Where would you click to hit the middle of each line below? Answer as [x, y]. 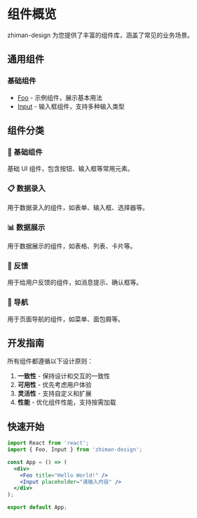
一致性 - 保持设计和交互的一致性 [64, 376]
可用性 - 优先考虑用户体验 [55, 385]
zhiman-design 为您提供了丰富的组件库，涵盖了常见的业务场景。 [101, 35]
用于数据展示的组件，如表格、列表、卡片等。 [72, 246]
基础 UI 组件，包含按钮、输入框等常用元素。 [71, 169]
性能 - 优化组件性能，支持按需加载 [67, 402]
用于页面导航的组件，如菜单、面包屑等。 [66, 318]
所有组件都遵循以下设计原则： [50, 361]
